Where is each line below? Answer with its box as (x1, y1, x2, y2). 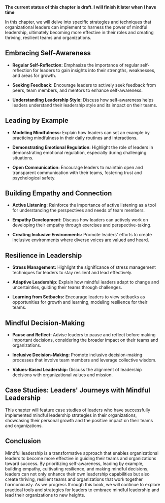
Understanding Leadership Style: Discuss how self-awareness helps (12, 97, 154, 103)
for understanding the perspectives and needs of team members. (12, 207, 145, 214)
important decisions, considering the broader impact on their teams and (12, 337, 159, 343)
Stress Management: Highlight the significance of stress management (12, 264, 156, 270)
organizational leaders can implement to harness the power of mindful (5, 24, 148, 30)
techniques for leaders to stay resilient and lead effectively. (12, 270, 132, 276)
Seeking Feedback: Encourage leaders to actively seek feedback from (12, 82, 156, 88)
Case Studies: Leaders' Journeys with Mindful (5, 386, 150, 395)
